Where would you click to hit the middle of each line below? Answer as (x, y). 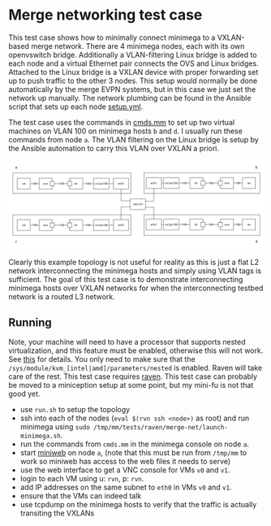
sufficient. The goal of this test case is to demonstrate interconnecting (126, 280)
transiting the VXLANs (57, 513)
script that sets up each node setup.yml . (76, 107)
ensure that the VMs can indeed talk (81, 496)
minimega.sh (40, 436)
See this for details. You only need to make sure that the (102, 359)
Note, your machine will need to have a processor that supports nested (127, 341)
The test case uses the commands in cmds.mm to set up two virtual (122, 122)
